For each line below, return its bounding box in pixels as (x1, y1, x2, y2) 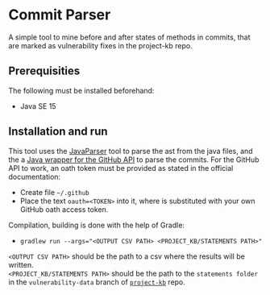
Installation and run (8, 125, 108, 139)
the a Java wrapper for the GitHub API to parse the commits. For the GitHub (8, 155, 260, 164)
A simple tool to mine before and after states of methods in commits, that (8, 32, 251, 42)
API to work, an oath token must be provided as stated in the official (8, 163, 234, 172)
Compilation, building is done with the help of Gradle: (8, 220, 185, 230)
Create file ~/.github (19, 187, 90, 197)
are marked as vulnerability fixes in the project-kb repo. (8, 40, 193, 50)
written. (8, 260, 34, 269)
